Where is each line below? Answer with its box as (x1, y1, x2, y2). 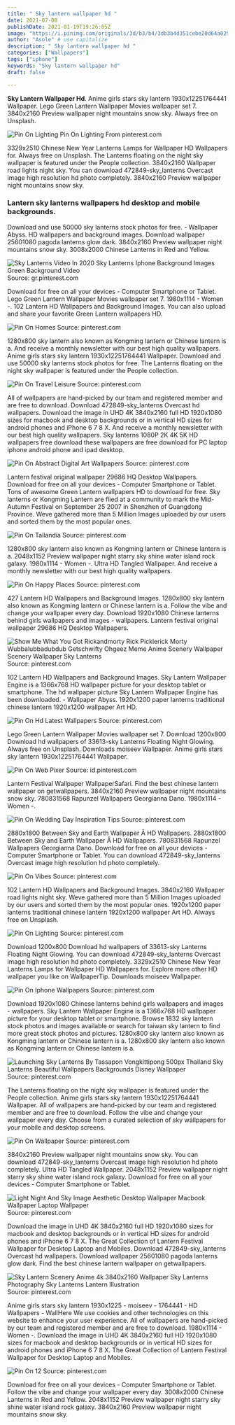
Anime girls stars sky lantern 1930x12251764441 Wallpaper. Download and (7, 351, 222, 360)
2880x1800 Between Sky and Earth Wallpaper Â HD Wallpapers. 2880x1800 (7, 829, 227, 837)
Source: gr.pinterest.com (7, 274, 79, 282)
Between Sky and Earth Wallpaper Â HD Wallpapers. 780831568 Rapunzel (7, 836, 220, 844)
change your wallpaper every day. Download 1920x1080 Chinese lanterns (7, 608, 220, 617)
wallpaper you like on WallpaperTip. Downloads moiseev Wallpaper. (7, 972, 202, 981)
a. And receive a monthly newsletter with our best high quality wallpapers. (7, 344, 221, 352)
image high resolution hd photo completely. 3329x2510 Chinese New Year (7, 957, 221, 966)
